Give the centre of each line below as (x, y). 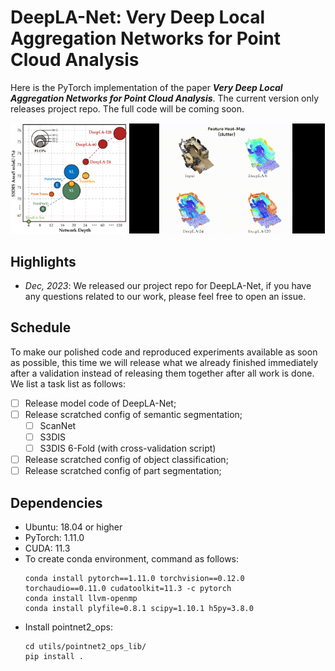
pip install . (54, 656)
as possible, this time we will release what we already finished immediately (164, 362)
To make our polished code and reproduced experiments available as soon (164, 352)
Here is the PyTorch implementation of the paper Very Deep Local (146, 87)
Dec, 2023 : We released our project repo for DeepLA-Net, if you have (168, 285)
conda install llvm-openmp (81, 598)
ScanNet (58, 425)
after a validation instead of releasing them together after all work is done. (162, 373)
